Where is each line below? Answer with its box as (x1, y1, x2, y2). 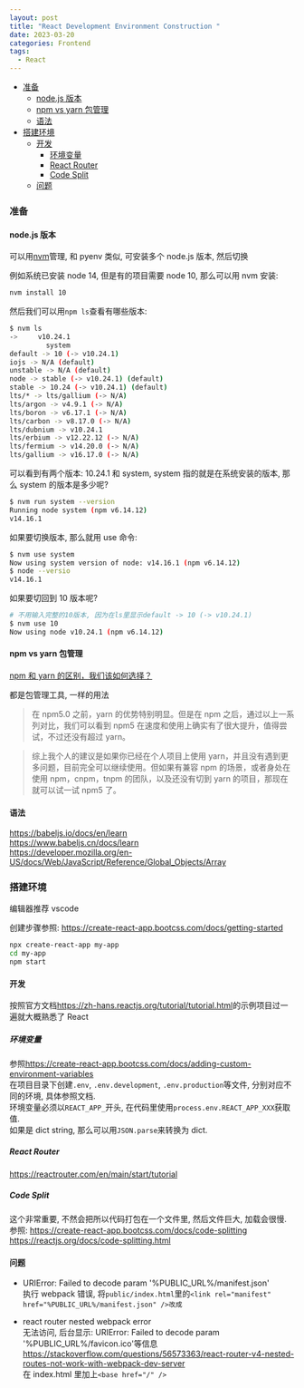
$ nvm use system (9, 549, 75, 558)
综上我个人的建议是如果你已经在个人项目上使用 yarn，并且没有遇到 (31, 750, 281, 762)
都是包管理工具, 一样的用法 (9, 689, 109, 700)
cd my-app (9, 949, 47, 958)
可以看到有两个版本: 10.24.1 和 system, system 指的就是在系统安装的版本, (9, 468, 280, 479)
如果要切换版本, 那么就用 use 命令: (9, 531, 138, 542)
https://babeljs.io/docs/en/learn (9, 828, 128, 839)
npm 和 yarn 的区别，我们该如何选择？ (9, 670, 153, 681)
